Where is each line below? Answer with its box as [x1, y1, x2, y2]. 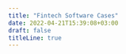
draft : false [8, 26, 52, 34]
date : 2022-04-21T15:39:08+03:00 [8, 19, 119, 27]
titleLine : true [8, 33, 62, 42]
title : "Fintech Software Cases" [8, 11, 119, 20]
